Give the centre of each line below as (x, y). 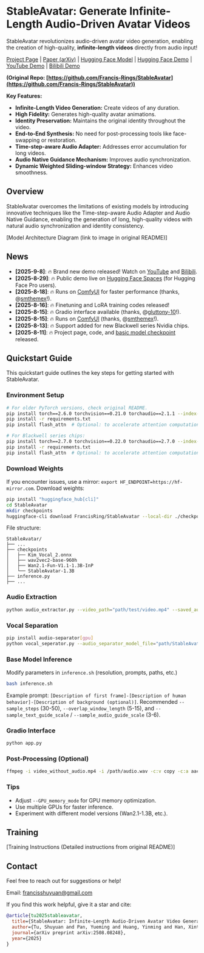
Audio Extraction (32, 597)
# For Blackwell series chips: (46, 436)
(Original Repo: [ (27, 77)
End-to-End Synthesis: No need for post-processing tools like (93, 133)
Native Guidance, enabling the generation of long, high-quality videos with (99, 219)
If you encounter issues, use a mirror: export (62, 481)
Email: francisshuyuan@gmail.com (49, 893)
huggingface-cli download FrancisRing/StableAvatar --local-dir (89, 516)
